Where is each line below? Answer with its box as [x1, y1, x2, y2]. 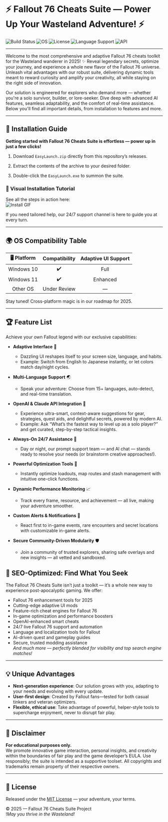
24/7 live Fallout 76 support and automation [12, 624, 103, 630]
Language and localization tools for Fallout [12, 629, 100, 635]
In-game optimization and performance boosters [12, 613, 113, 619]
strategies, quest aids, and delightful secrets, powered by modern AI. [20, 416, 163, 422]
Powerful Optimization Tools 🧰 [12, 461, 78, 467]
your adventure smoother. [20, 503, 74, 509]
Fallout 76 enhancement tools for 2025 [12, 597, 93, 603]
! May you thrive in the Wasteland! [5, 811, 75, 817]
